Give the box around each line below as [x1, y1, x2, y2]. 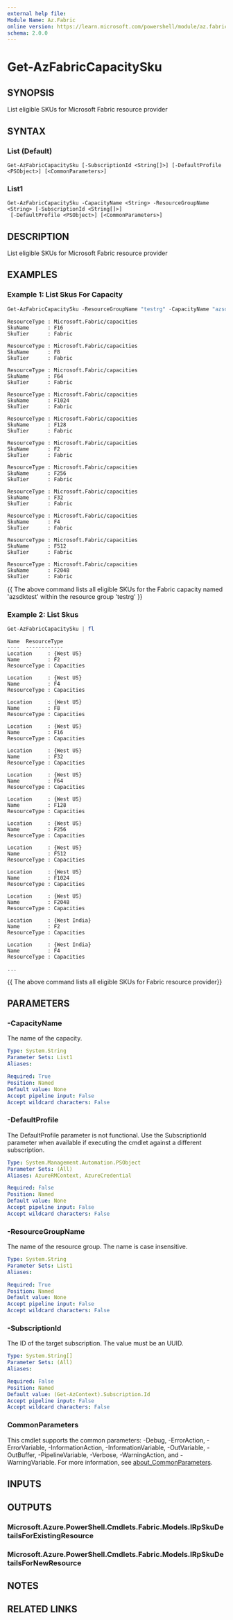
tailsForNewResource [7, 1558, 82, 1568]
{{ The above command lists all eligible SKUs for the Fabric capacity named [7, 585, 223, 593]
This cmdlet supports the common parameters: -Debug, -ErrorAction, [7, 1436, 206, 1444]
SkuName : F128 [7, 421, 67, 428]
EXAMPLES [7, 269, 58, 281]
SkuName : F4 [7, 518, 60, 525]
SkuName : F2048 [7, 566, 70, 574]
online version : [7, 23, 54, 30]
